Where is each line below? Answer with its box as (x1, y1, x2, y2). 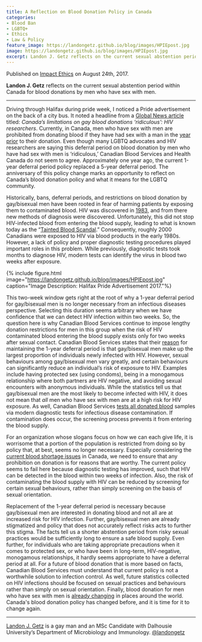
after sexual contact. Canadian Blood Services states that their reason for (6, 338, 188, 346)
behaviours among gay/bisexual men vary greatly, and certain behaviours (6, 357, 188, 365)
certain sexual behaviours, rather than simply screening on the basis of (6, 484, 182, 492)
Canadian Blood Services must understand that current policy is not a (6, 566, 179, 573)
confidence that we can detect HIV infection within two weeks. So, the (6, 313, 180, 320)
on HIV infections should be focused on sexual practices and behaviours (6, 579, 186, 587)
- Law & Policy (6, 37, 44, 43)
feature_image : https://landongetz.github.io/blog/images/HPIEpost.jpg (6, 43, 189, 49)
